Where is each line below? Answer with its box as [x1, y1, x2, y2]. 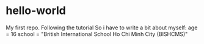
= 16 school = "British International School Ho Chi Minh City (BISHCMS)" [5, 30, 188, 37]
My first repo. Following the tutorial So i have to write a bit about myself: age [5, 24, 198, 31]
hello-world [5, 4, 67, 18]
